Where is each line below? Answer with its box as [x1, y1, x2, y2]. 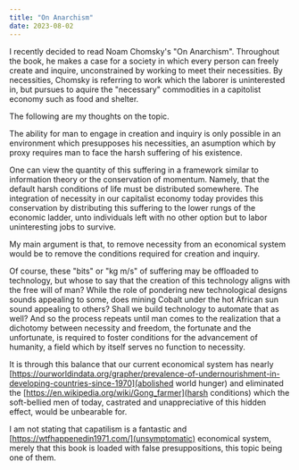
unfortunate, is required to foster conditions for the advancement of [9, 332, 259, 342]
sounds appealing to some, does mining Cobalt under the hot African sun [9, 294, 279, 305]
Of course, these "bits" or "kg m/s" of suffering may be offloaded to [9, 265, 259, 276]
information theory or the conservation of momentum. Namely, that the [9, 173, 270, 184]
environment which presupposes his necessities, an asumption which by [9, 138, 277, 148]
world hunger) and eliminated [175, 377, 284, 389]
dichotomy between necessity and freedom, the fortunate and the [9, 323, 252, 333]
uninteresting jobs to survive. [9, 221, 116, 232]
